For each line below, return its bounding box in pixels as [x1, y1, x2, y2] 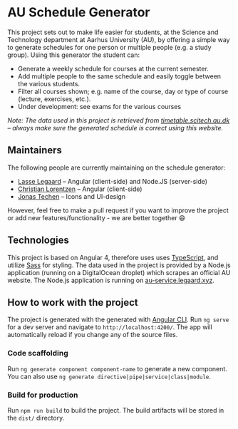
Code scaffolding [7, 348, 69, 358]
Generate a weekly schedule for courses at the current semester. [17, 64, 209, 73]
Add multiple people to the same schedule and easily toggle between [17, 72, 222, 81]
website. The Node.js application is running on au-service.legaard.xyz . [7, 276, 215, 284]
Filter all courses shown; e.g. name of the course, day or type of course [17, 87, 229, 95]
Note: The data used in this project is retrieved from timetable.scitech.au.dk [7, 115, 230, 125]
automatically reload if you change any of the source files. [7, 331, 178, 339]
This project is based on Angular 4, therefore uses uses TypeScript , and [7, 253, 219, 262]
